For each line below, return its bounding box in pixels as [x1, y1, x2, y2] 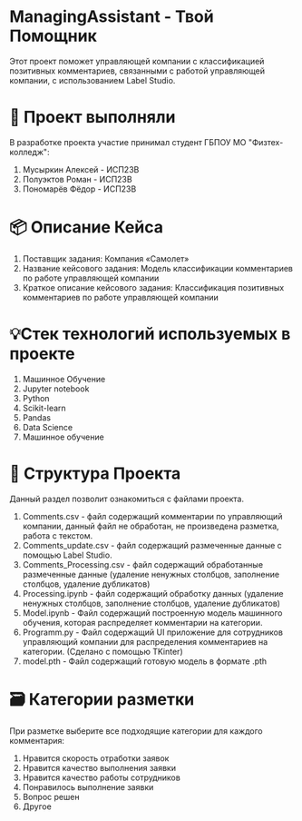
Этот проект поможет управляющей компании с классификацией [9, 55, 265, 66]
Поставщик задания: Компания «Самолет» [22, 252, 190, 264]
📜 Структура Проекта [9, 463, 181, 483]
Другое [22, 801, 52, 812]
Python [22, 392, 50, 403]
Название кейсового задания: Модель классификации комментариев [22, 262, 293, 273]
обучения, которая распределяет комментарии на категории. [22, 617, 263, 628]
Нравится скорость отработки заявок [22, 752, 170, 764]
